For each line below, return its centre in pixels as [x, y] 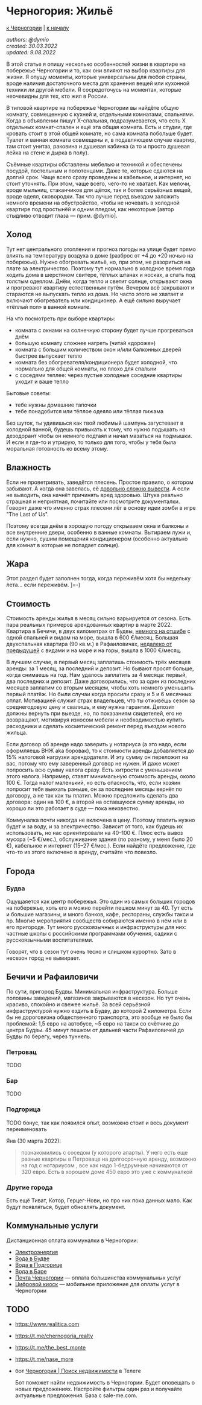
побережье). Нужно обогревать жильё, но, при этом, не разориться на [99, 262]
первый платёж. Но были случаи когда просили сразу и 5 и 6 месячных [99, 694]
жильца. [17, 733]
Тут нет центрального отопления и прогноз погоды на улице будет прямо [101, 249]
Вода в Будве [32, 1258]
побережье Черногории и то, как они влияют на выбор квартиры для [96, 70]
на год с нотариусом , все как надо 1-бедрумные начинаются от [104, 1165]
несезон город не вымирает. [43, 958]
